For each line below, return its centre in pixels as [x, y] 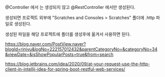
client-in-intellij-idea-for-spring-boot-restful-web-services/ [65, 69]
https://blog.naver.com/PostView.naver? [45, 44]
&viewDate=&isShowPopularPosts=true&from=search [59, 54]
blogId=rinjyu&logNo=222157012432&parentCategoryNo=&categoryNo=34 [81, 49]
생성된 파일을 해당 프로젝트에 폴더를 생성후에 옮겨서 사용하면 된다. [68, 34]
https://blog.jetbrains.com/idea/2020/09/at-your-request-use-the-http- [78, 64]
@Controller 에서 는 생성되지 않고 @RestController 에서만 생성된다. [70, 7]
